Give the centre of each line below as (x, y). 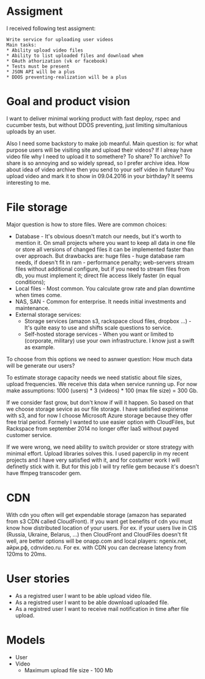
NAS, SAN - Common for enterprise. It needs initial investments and (101, 301)
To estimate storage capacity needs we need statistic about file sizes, (94, 377)
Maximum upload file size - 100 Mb (69, 670)
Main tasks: (21, 45)
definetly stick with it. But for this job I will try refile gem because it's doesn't (103, 466)
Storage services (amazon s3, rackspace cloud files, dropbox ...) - (108, 321)
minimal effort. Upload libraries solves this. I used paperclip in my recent (98, 453)
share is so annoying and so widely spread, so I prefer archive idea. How (98, 163)
